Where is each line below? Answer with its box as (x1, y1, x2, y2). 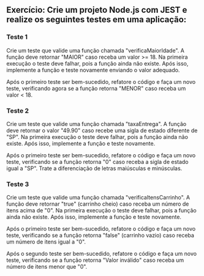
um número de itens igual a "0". (6, 238, 86, 245)
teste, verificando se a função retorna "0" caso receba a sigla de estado (6, 158, 189, 165)
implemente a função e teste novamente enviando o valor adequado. (6, 66, 180, 73)
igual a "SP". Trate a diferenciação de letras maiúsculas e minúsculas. (6, 165, 183, 172)
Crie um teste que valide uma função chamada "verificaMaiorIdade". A (6, 47, 185, 54)
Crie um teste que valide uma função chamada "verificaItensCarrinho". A (6, 194, 191, 201)
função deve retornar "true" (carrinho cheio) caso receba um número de (6, 200, 189, 207)
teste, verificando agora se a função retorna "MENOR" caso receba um (6, 84, 186, 92)
